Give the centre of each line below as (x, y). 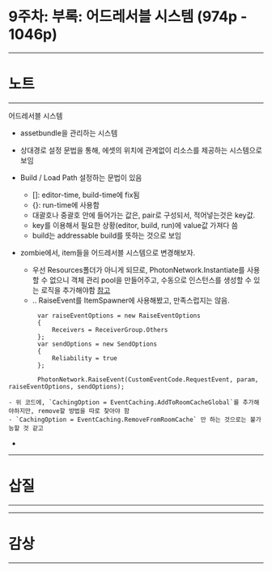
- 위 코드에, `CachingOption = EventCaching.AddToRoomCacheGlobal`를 (124, 402)
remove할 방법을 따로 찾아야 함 (84, 411)
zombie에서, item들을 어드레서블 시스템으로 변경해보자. (108, 252)
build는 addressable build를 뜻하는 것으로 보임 (107, 235)
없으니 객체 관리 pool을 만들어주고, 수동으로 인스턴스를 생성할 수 (151, 280)
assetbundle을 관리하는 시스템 (69, 133)
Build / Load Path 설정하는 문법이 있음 (81, 177)
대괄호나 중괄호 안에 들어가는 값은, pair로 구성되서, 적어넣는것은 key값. (144, 215)
